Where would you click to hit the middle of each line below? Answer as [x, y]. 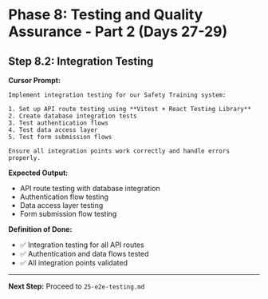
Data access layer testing [61, 205]
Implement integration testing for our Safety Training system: [117, 95]
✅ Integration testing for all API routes [82, 245]
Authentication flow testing [64, 197]
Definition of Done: [40, 229]
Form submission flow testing [68, 214]
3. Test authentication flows [59, 123]
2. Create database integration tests [73, 116]
